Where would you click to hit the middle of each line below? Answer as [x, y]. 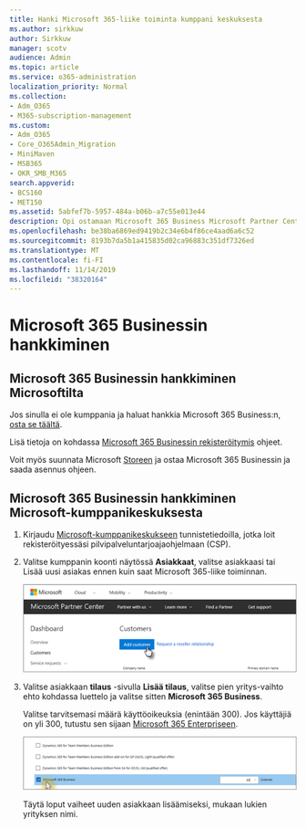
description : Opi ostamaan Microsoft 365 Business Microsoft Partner [144, 222]
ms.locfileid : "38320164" [58, 279]
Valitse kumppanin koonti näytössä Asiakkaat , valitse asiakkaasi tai [149, 562]
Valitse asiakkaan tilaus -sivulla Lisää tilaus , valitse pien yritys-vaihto [153, 687]
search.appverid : [42, 183]
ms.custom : [30, 125]
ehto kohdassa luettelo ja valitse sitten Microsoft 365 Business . [143, 697]
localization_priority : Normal [69, 87]
